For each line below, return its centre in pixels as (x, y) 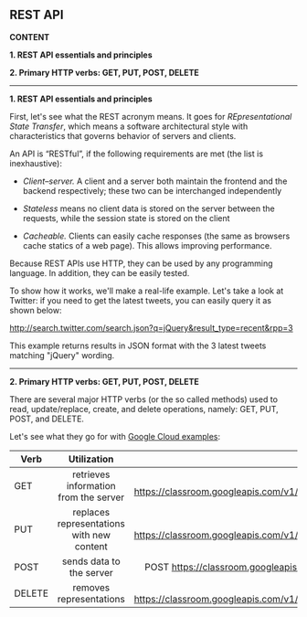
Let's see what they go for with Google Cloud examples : (115, 436)
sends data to (91, 561)
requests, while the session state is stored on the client (126, 218)
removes (91, 587)
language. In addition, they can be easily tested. (100, 272)
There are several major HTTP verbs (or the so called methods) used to (144, 399)
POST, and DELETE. (47, 419)
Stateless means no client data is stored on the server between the (149, 208)
